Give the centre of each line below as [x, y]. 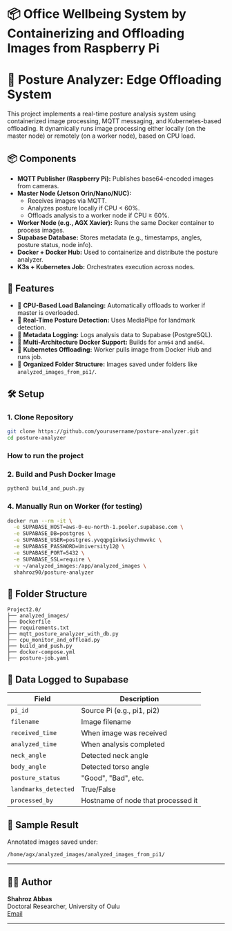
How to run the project [46, 456]
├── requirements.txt [38, 628]
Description [139, 699]
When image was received [124, 733]
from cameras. [38, 186]
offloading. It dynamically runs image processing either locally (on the [106, 129]
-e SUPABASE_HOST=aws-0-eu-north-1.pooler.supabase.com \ [99, 527]
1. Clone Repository [40, 417]
